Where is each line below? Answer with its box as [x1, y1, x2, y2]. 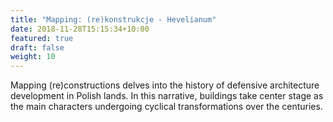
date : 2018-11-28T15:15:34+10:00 [10, 24, 150, 34]
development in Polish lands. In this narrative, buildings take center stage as [10, 90, 324, 102]
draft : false [10, 42, 65, 53]
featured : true [10, 33, 74, 43]
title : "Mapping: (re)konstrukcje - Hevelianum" [10, 14, 217, 25]
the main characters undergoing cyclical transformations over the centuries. [10, 101, 323, 113]
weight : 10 [10, 52, 56, 62]
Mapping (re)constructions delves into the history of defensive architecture [10, 79, 320, 91]
